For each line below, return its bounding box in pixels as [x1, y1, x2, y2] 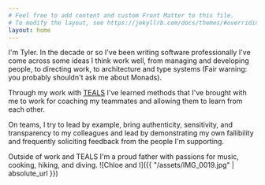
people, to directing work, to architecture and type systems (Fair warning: [8, 65, 248, 74]
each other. [8, 105, 46, 114]
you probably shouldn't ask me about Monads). [8, 72, 162, 83]
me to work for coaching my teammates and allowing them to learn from [8, 96, 243, 106]
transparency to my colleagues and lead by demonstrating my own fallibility [8, 128, 254, 138]
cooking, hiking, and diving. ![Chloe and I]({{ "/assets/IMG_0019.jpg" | [8, 161, 235, 170]
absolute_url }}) [8, 168, 59, 178]
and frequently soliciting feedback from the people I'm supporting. [8, 137, 225, 146]
